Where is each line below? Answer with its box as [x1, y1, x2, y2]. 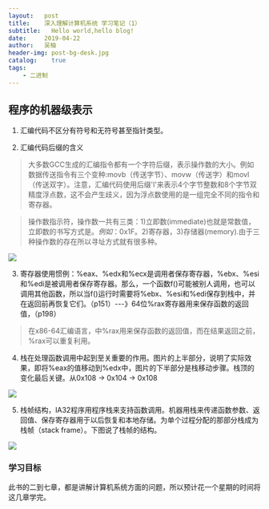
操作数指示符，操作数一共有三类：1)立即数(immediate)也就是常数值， [27, 217, 256, 227]
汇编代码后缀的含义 [19, 143, 84, 152]
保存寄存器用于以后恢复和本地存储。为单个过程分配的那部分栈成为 [41, 415, 259, 425]
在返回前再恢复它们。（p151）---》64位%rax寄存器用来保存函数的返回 [19, 299, 250, 309]
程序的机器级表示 [8, 103, 93, 117]
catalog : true [8, 57, 66, 65]
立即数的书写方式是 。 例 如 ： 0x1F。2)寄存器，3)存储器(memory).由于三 [27, 227, 260, 236]
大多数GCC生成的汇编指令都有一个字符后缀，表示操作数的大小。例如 [27, 160, 255, 169]
